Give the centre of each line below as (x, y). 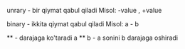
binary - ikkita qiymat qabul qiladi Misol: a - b (73, 24)
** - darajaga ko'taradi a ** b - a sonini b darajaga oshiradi (92, 38)
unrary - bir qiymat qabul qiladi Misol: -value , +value (84, 10)
